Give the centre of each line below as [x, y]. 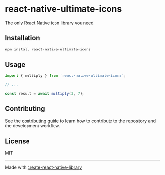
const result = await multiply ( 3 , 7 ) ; [45, 94]
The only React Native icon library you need [50, 23]
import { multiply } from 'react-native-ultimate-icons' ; [66, 76]
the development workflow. [33, 125]
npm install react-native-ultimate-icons [48, 49]
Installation [23, 38]
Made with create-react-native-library [43, 167]
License [17, 141]
